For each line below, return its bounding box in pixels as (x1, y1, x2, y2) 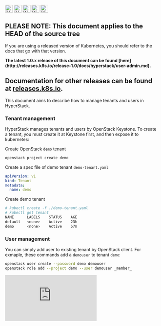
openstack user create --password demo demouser (5, 261, 106, 266)
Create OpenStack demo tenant (5, 146, 66, 152)
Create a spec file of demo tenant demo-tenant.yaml (5, 164, 109, 170)
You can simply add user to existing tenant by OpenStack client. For (5, 246, 141, 252)
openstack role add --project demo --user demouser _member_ (5, 266, 132, 271)
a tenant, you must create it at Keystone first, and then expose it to (5, 131, 139, 137)
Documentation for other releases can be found (5, 77, 153, 85)
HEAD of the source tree (5, 30, 80, 38)
